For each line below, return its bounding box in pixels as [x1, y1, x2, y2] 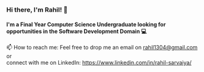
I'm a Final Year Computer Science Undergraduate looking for [6, 21, 166, 28]
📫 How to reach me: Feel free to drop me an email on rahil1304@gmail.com [6, 44, 198, 51]
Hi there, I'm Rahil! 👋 [6, 5, 68, 14]
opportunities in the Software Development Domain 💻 [6, 27, 147, 35]
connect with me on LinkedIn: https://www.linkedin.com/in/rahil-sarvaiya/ [6, 59, 192, 67]
